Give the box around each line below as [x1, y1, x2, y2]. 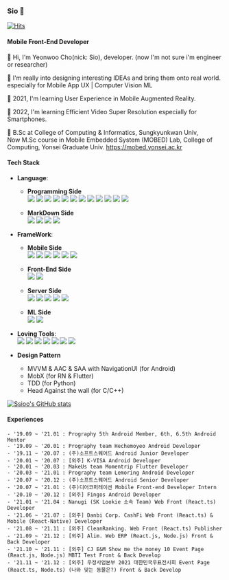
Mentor [7, 436, 26, 443]
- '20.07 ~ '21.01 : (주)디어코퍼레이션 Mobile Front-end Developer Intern [7, 484, 217, 491]
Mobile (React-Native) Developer [7, 517, 103, 525]
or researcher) [7, 60, 48, 68]
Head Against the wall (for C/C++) [27, 386, 124, 394]
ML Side [27, 308, 51, 316]
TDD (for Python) [27, 378, 76, 387]
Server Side [27, 286, 62, 294]
